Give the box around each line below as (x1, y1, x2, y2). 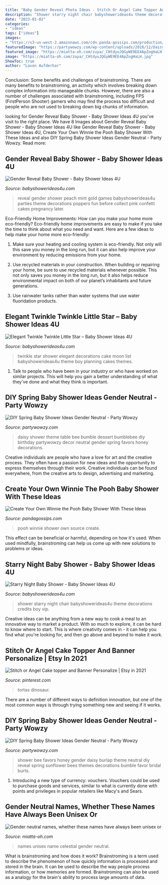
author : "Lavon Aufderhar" (5, 63, 61, 68)
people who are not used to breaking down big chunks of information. (5, 104, 149, 110)
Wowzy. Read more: (5, 140, 46, 146)
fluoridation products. (12, 298, 57, 304)
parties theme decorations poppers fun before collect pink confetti (17, 200, 155, 206)
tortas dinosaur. (17, 687, 50, 692)
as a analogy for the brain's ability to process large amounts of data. (5, 874, 146, 880)
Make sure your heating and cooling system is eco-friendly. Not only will (12, 241, 162, 247)
